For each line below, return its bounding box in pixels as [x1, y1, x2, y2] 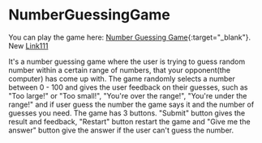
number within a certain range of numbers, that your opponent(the [8, 65, 231, 74]
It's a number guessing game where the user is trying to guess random [8, 57, 246, 66]
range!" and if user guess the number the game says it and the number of [8, 99, 255, 109]
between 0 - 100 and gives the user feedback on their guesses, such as [8, 82, 248, 92]
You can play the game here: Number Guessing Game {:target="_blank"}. [8, 32, 251, 42]
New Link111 [8, 40, 49, 50]
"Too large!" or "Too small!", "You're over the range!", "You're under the [8, 90, 247, 100]
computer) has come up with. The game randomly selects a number [8, 74, 235, 83]
